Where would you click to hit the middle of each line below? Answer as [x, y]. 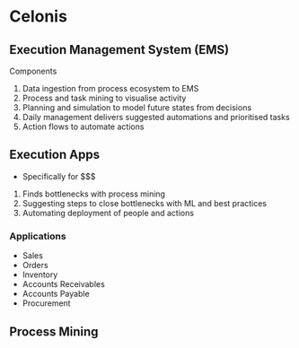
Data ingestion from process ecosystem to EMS [110, 88]
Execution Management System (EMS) [119, 50]
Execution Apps [55, 155]
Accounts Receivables [63, 284]
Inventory [40, 274]
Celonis [38, 17]
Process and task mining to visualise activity [104, 98]
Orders [35, 265]
